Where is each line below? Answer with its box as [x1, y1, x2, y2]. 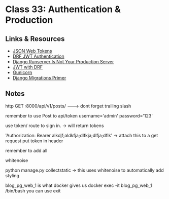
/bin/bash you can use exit [5, 187, 61, 193]
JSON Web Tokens [12, 48, 52, 54]
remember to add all [5, 147, 48, 153]
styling [5, 172, 19, 178]
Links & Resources [5, 34, 65, 43]
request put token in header [5, 138, 63, 144]
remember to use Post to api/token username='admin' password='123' [5, 112, 153, 118]
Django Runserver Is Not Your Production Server [12, 59, 114, 64]
